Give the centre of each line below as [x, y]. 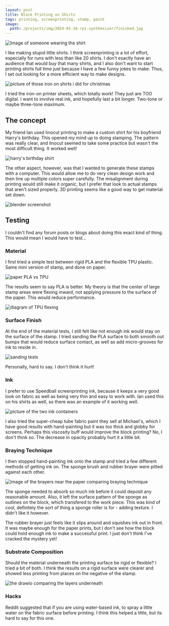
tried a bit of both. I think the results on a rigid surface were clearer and [79, 568]
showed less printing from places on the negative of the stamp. [71, 574]
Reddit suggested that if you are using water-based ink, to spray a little [79, 607]
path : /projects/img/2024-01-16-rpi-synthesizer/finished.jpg [76, 29]
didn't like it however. [27, 513]
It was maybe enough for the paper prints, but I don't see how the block [80, 528]
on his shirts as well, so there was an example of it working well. [72, 402]
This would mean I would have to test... [46, 238]
